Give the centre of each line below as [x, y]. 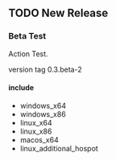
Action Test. [28, 54]
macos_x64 [39, 139]
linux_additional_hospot [59, 148]
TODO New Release [58, 13]
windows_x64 [43, 105]
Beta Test [27, 36]
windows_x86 [43, 114]
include [21, 88]
